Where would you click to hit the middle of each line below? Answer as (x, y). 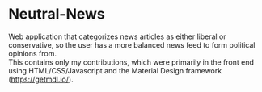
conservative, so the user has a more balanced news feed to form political (132, 44)
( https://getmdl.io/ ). (41, 79)
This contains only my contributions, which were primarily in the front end (131, 62)
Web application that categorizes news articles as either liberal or (117, 36)
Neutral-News (57, 14)
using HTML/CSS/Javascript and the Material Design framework (115, 70)
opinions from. (32, 53)
